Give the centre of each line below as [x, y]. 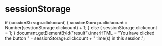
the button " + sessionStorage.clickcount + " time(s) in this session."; [75, 38]
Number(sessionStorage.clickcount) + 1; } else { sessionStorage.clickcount [81, 27]
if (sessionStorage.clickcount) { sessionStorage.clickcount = [66, 23]
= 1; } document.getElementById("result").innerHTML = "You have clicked [80, 33]
